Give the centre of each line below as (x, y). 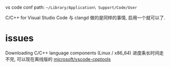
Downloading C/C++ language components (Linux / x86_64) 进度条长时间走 (84, 53)
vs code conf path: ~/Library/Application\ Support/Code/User (71, 7)
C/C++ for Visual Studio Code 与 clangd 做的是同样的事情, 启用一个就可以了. (85, 18)
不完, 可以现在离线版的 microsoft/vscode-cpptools (58, 59)
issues (20, 39)
